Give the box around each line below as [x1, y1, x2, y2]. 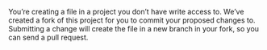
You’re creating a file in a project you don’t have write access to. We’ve [8, 7, 244, 16]
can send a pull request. [8, 32, 89, 42]
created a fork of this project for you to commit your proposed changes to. [8, 15, 256, 25]
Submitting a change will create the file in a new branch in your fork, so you [8, 24, 260, 33]
